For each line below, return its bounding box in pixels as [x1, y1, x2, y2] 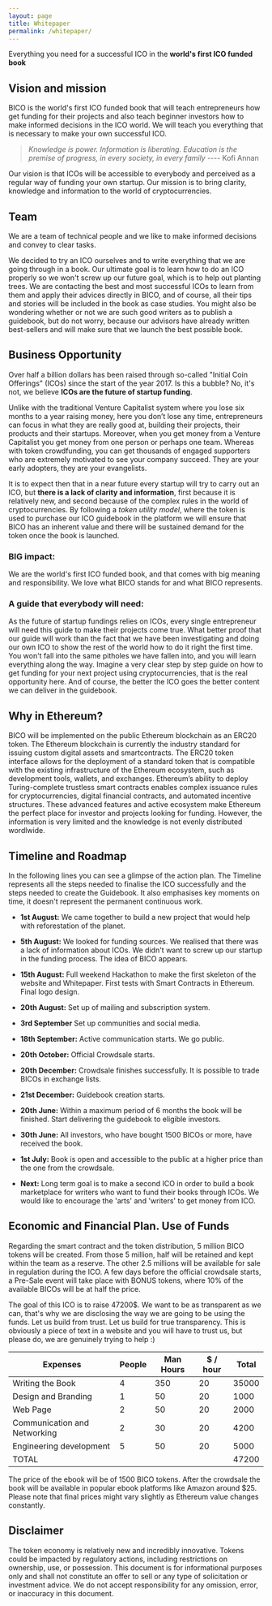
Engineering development [12, 1440, 111, 1452]
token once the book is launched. [8, 530, 120, 540]
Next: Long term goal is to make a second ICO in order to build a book [19, 1179, 255, 1189]
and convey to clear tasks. [8, 240, 96, 249]
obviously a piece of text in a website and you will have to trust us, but [8, 1325, 243, 1336]
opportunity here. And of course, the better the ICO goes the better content [8, 677, 260, 687]
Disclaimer [8, 1524, 64, 1538]
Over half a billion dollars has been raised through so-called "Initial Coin [8, 369, 249, 379]
